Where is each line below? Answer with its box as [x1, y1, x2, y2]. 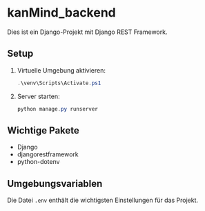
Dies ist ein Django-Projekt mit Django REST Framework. [7, 28, 168, 36]
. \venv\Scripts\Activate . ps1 [17, 80, 101, 86]
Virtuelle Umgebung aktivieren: [17, 66, 106, 74]
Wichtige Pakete [7, 125, 79, 136]
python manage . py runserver [17, 105, 98, 112]
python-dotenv [17, 158, 60, 166]
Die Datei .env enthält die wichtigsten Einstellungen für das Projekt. [7, 196, 199, 205]
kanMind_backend [7, 5, 116, 21]
